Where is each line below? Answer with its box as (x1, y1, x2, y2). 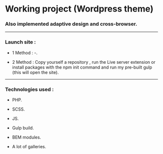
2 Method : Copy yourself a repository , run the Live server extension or (12, 59, 156, 65)
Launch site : (5, 39, 36, 45)
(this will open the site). (12, 69, 59, 75)
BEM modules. (12, 134, 41, 140)
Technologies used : (5, 86, 54, 93)
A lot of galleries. (12, 144, 46, 150)
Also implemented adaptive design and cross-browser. (5, 21, 137, 28)
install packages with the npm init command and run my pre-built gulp (12, 64, 152, 70)
